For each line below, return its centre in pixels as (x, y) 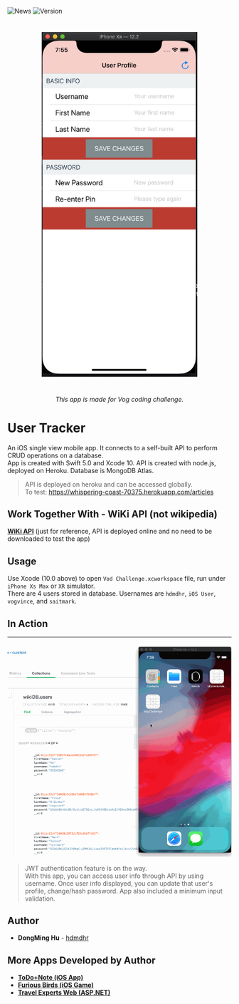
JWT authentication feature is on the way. (86, 868)
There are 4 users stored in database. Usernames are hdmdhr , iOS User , (112, 594)
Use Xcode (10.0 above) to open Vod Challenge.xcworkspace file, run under (117, 579)
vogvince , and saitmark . (42, 601)
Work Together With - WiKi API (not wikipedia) (113, 514)
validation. (40, 899)
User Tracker (47, 428)
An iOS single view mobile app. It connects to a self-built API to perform (113, 447)
